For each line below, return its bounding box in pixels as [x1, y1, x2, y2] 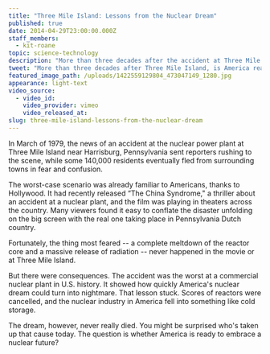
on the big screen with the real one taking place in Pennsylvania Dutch [8, 214, 242, 224]
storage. [8, 305, 36, 315]
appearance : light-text [8, 79, 88, 87]
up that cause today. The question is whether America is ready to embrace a [8, 329, 262, 339]
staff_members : [8, 34, 59, 43]
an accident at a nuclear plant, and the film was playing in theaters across [8, 196, 252, 206]
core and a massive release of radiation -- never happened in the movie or [8, 246, 255, 256]
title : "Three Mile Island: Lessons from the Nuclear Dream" [8, 11, 218, 20]
